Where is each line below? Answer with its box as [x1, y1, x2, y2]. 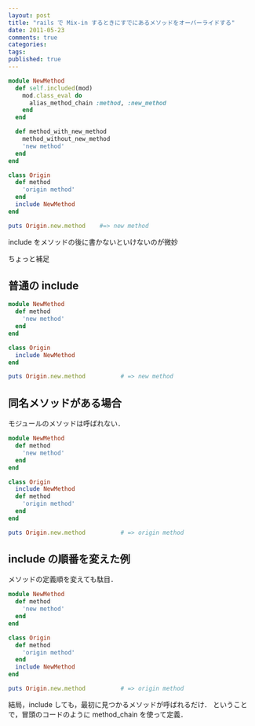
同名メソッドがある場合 [8, 396, 122, 410]
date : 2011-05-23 [8, 26, 65, 34]
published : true [8, 56, 61, 64]
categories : [8, 41, 47, 49]
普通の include [8, 279, 79, 293]
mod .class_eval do [22, 91, 82, 99]
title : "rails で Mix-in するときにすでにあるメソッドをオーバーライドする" [8, 19, 235, 27]
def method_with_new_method [15, 127, 107, 136]
